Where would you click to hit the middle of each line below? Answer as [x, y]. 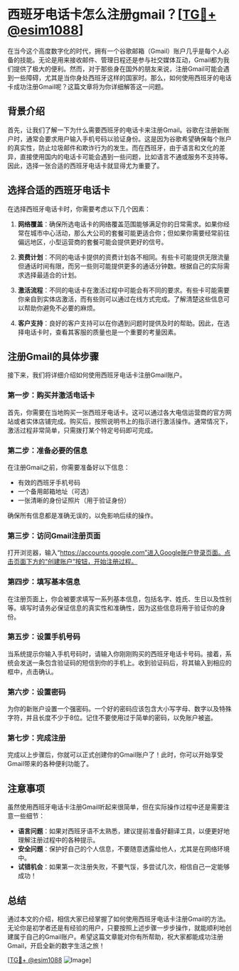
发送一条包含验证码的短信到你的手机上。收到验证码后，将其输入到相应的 [126, 663]
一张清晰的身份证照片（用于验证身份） [74, 500]
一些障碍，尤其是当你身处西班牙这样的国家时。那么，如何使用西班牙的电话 [122, 77]
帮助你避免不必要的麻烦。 [62, 308]
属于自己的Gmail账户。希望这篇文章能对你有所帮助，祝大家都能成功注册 [118, 937]
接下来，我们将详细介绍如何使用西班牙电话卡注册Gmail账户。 [97, 375]
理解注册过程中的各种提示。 [58, 840]
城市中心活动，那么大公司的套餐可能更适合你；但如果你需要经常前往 [130, 233]
